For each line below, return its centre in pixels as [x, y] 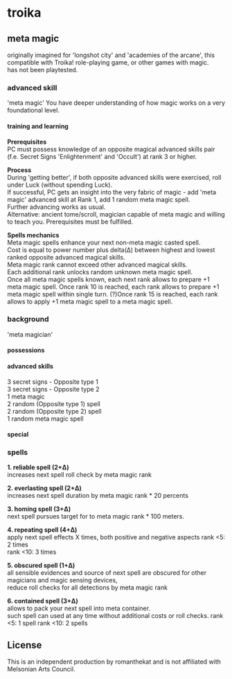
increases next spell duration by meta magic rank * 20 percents [98, 496]
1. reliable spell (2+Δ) [38, 467]
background [28, 319]
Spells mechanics [33, 235]
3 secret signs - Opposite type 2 [53, 389]
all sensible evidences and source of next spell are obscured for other [107, 573]
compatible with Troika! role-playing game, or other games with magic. [108, 62]
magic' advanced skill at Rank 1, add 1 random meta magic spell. [99, 199]
